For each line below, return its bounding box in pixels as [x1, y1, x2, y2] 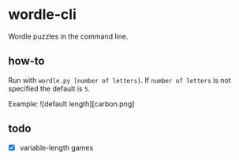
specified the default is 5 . [8, 84, 91, 93]
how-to [8, 54, 45, 68]
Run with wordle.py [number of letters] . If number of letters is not [8, 75, 231, 84]
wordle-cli [8, 6, 77, 24]
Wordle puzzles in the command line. [8, 32, 129, 41]
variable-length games [19, 143, 94, 152]
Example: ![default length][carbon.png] [8, 99, 135, 108]
